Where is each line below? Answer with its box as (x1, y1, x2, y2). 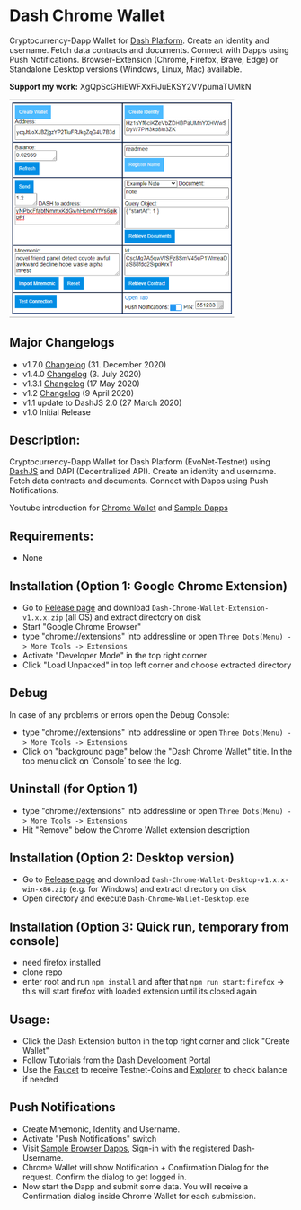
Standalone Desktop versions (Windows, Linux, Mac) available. (9, 64, 243, 75)
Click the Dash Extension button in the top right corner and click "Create (22, 1036, 290, 1047)
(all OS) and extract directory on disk (65, 612, 202, 623)
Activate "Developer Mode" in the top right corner (22, 650, 208, 661)
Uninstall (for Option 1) (9, 782, 138, 797)
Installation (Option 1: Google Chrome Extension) (9, 579, 288, 594)
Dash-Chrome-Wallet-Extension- (152, 604, 270, 614)
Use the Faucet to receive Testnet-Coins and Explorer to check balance (22, 1064, 288, 1075)
